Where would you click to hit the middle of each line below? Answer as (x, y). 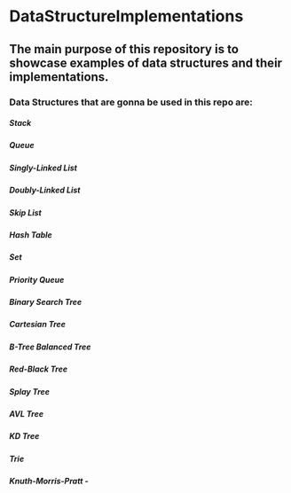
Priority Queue (37, 279)
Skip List (25, 212)
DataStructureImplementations (126, 16)
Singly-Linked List (43, 168)
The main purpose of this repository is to (124, 49)
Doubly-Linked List (45, 190)
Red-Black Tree (39, 369)
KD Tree (24, 436)
